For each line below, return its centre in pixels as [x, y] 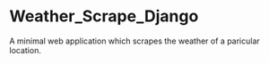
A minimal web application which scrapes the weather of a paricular [134, 41]
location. [26, 50]
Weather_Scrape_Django [104, 16]
